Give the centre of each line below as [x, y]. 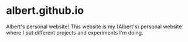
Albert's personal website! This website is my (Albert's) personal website [94, 26]
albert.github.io [45, 11]
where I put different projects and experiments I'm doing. [75, 32]
